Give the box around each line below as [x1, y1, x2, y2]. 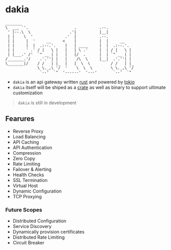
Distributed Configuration [12, 218, 67, 224]
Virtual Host [12, 182, 38, 189]
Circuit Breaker [12, 240, 45, 246]
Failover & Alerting [12, 166, 52, 172]
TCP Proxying [12, 193, 42, 199]
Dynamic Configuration [12, 188, 62, 194]
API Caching [12, 139, 39, 145]
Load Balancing [12, 133, 46, 139]
